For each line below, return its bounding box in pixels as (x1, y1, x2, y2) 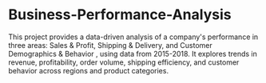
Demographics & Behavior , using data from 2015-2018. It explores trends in (8, 49, 257, 58)
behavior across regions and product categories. (8, 65, 169, 75)
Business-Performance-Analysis (8, 6, 232, 24)
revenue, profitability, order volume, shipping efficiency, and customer (8, 57, 240, 67)
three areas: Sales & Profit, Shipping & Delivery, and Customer (8, 40, 213, 49)
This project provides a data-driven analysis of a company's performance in (8, 32, 259, 41)
